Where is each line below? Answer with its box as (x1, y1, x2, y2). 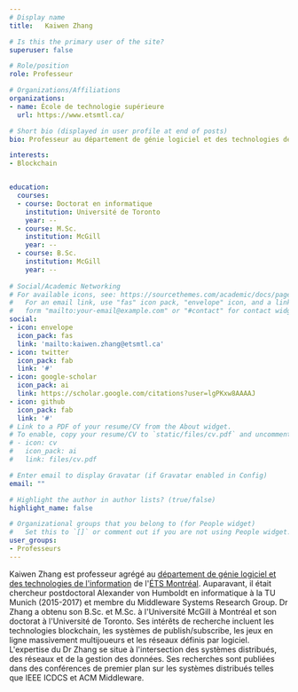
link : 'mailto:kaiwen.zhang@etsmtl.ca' (17, 339, 165, 349)
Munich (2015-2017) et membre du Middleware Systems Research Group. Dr (9, 596, 288, 608)
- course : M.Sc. (17, 224, 77, 233)
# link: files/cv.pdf (9, 455, 98, 464)
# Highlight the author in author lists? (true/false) (9, 495, 216, 504)
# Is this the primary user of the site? (9, 37, 165, 46)
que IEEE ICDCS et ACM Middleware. (9, 672, 145, 683)
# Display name (9, 12, 66, 22)
